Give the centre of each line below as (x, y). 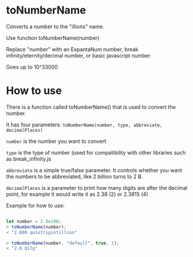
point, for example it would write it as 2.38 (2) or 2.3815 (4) (77, 194)
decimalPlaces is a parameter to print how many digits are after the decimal (97, 188)
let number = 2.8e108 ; (34, 221)
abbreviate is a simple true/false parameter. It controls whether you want (94, 170)
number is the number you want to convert (56, 141)
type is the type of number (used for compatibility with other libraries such (96, 152)
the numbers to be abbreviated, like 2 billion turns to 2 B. (75, 176)
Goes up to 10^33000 (32, 67)
